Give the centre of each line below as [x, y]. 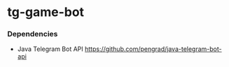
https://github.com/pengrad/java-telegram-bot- [153, 49]
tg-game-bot [46, 12]
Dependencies [33, 34]
